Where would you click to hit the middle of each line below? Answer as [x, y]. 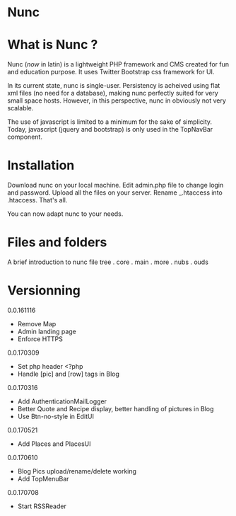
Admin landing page [47, 331]
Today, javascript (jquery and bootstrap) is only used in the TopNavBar [110, 130]
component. [25, 137]
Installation [41, 165]
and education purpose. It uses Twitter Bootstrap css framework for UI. [111, 72]
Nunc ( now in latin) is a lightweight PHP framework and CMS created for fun [118, 64]
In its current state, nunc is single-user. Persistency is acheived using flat [114, 86]
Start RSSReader [42, 506]
